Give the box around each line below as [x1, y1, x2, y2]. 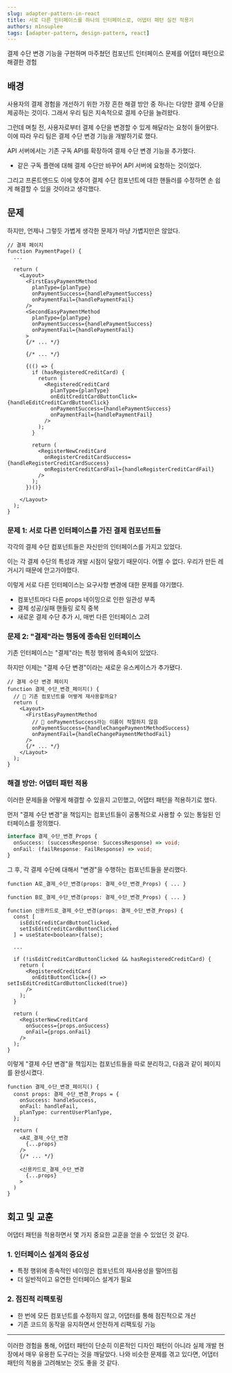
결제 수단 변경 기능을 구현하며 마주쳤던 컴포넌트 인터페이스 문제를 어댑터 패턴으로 [7, 49, 225, 57]
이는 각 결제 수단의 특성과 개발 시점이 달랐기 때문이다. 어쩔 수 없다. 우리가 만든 [7, 557, 217, 566]
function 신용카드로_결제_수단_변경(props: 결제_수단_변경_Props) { [7, 908, 184, 915]
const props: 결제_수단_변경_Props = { [13, 1091, 119, 1098]
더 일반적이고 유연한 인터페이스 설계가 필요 [17, 1275, 133, 1284]
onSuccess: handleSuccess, [19, 1097, 97, 1104]
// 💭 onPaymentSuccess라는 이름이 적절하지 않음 [32, 719, 159, 726]
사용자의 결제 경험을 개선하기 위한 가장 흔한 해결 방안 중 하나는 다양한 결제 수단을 [7, 100, 224, 108]
